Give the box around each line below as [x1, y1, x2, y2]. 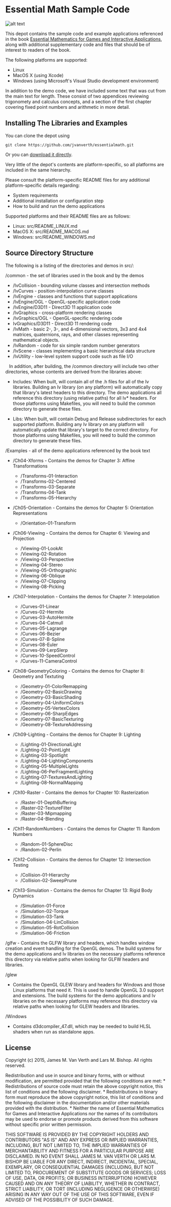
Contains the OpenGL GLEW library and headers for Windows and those [12, 981, 165, 987]
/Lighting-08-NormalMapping [20, 779, 83, 786]
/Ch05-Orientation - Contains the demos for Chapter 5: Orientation [12, 504, 154, 511]
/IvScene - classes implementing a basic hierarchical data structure [12, 347, 155, 354]
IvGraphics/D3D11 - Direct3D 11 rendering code [12, 320, 112, 326]
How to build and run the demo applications [12, 203, 105, 209]
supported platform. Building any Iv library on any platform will [12, 421, 144, 427]
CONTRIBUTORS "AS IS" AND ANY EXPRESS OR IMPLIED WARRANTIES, [5, 1137, 159, 1143]
